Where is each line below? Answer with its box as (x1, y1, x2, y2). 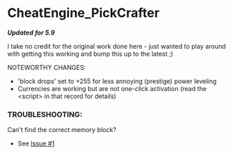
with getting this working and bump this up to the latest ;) (7, 49, 174, 58)
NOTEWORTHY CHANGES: (7, 63, 86, 71)
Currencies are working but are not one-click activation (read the (17, 84, 207, 93)
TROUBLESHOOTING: (7, 109, 83, 119)
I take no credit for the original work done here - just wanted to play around (7, 42, 226, 50)
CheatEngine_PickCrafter (7, 5, 160, 21)
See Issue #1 (17, 139, 55, 148)
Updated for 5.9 (7, 28, 55, 37)
